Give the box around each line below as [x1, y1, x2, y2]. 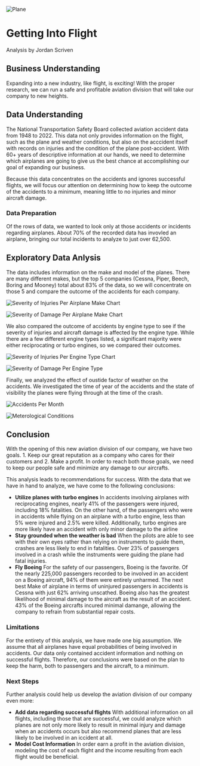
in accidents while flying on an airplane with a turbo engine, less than [14, 513, 186, 520]
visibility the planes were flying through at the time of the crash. [6, 389, 163, 396]
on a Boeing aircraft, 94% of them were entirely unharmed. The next [14, 576, 183, 584]
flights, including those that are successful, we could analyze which [14, 715, 182, 722]
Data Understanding [6, 109, 84, 120]
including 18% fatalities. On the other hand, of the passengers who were [14, 506, 193, 514]
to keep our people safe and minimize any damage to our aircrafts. [6, 464, 170, 472]
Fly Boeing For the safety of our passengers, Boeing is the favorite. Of [14, 564, 188, 571]
